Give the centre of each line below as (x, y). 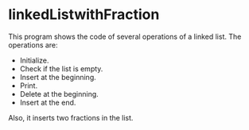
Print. (29, 86)
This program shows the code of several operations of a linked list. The (125, 36)
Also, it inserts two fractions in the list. (71, 117)
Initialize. (34, 60)
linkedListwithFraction (84, 15)
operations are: (33, 44)
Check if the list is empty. (61, 68)
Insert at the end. (48, 102)
